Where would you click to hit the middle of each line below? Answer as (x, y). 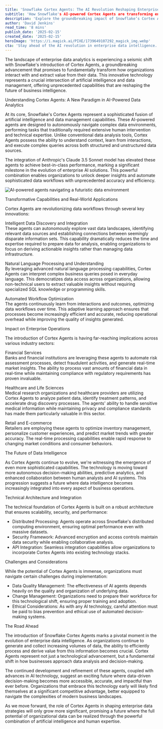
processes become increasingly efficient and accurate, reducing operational (81, 314)
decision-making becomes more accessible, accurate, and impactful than (78, 681)
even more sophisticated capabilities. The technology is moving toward (76, 467)
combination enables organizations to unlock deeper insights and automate (80, 175)
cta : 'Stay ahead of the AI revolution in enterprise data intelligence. (81, 46)
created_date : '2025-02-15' (33, 37)
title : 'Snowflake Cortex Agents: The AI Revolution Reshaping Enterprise (82, 9)
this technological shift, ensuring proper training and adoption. (74, 601)
